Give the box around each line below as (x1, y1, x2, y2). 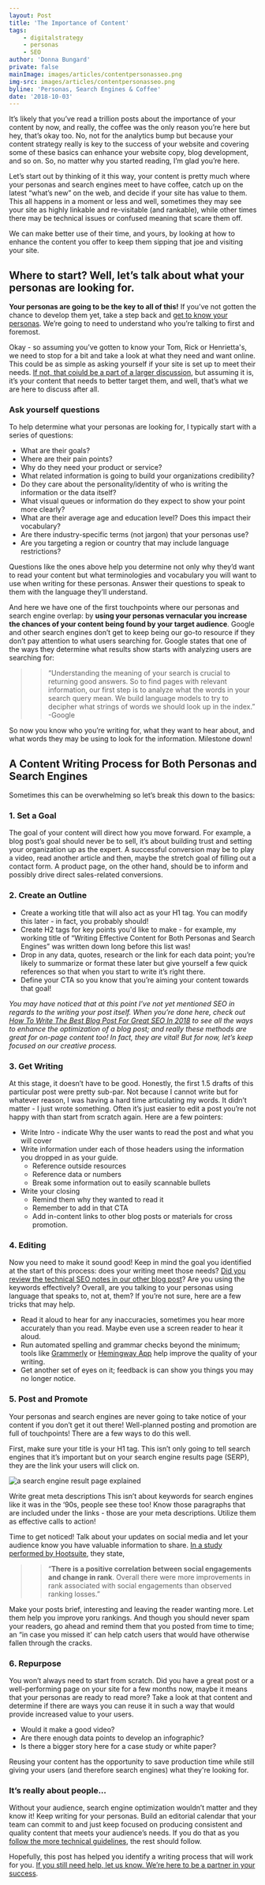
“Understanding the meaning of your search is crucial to (47, 668, 231, 678)
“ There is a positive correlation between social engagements (47, 1564, 252, 1573)
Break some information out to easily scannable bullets (32, 1178, 211, 1187)
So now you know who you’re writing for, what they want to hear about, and (9, 725, 255, 736)
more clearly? (20, 505, 65, 514)
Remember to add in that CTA (32, 1203, 129, 1213)
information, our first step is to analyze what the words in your (47, 685, 250, 695)
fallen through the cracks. (9, 1638, 93, 1648)
